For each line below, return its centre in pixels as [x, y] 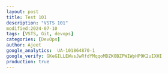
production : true [28, 61]
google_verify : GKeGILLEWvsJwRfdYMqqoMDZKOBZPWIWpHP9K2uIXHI [84, 56]
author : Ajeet [24, 45]
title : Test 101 [26, 17]
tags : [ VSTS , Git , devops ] [40, 34]
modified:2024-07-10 [32, 28]
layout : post [22, 12]
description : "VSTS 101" [37, 23]
